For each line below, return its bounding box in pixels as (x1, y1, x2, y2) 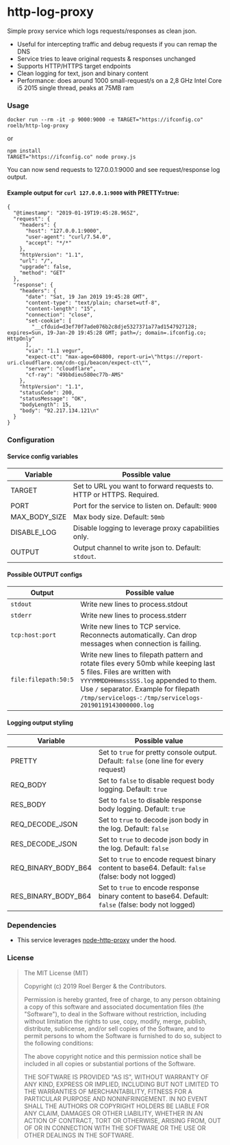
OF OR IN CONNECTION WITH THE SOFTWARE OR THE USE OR (23, 1124, 206, 1132)
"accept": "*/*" (25, 240, 72, 247)
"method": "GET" (19, 270, 66, 277)
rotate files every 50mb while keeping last (80, 658, 216, 668)
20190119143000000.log (80, 701, 155, 709)
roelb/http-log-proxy (7, 123, 69, 129)
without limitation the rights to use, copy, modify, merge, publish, (23, 1017, 207, 1025)
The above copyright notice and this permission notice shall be (23, 1052, 202, 1060)
